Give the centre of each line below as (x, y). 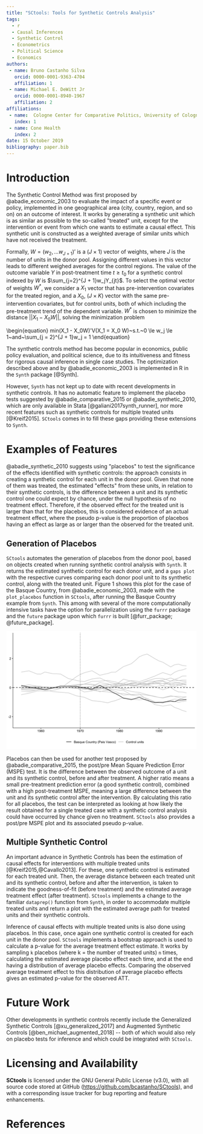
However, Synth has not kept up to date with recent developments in (91, 386)
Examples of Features (62, 450)
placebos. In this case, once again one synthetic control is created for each (100, 933)
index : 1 (25, 121)
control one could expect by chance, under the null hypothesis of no (91, 499)
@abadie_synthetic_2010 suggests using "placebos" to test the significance (101, 467)
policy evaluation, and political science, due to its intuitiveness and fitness (98, 356)
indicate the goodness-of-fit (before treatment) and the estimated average (99, 889)
